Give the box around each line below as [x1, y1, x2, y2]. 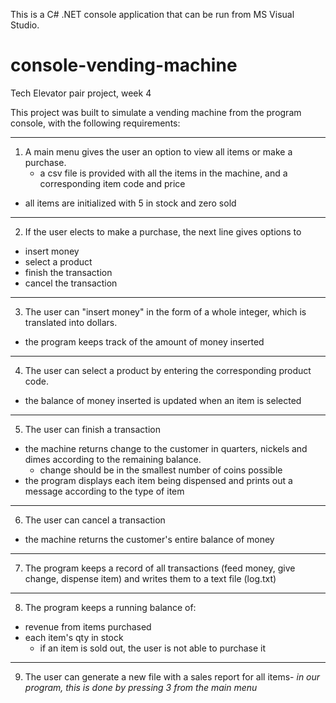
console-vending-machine [10, 54, 238, 77]
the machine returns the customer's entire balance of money [24, 533, 275, 545]
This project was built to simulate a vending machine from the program [10, 106, 302, 118]
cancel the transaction [24, 277, 118, 289]
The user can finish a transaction [24, 423, 161, 435]
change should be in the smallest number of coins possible [39, 464, 283, 476]
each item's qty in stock [24, 631, 124, 643]
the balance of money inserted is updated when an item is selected [24, 394, 302, 406]
